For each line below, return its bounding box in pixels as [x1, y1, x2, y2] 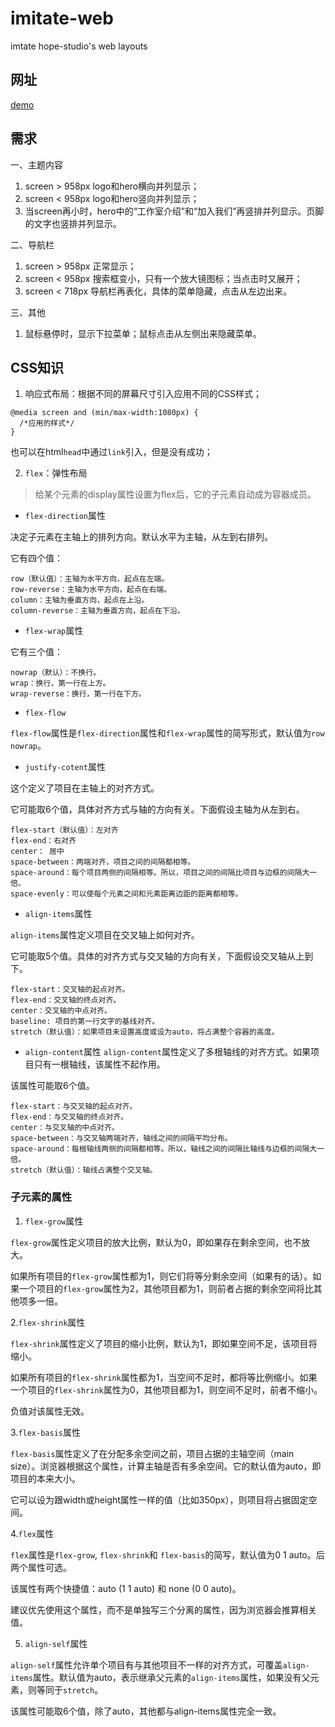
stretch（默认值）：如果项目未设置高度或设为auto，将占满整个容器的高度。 [10, 1027, 280, 1037]
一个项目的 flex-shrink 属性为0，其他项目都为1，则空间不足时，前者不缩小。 [10, 1383, 323, 1396]
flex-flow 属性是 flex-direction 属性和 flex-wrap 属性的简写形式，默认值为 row [10, 727, 325, 739]
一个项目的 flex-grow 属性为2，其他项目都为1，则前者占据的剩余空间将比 [18, 1282, 314, 1294]
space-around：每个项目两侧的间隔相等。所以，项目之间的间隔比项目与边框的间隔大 [10, 868, 310, 878]
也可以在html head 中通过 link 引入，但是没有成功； [10, 446, 213, 458]
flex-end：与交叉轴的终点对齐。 [10, 1112, 129, 1122]
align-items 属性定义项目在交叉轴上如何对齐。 [10, 929, 200, 941]
